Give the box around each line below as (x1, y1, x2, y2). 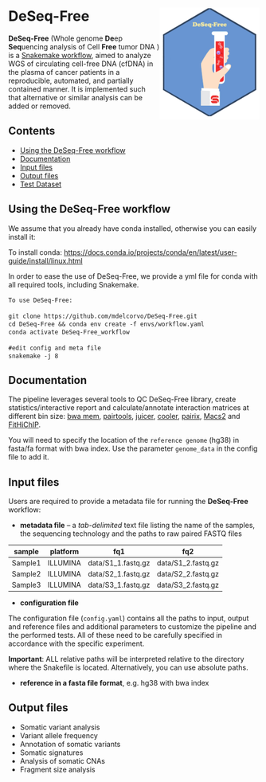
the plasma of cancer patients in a (8, 67, 120, 76)
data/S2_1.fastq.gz (87, 569, 151, 579)
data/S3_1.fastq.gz (87, 581, 151, 590)
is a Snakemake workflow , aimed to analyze (8, 50, 151, 60)
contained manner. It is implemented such (8, 84, 146, 94)
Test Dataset (19, 179, 62, 189)
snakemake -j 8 (8, 352, 59, 360)
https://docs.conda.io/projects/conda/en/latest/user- (63, 247, 237, 257)
